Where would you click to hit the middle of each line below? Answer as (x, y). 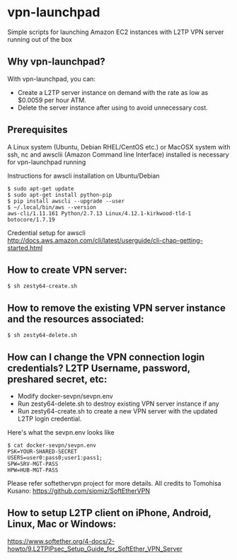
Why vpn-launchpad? (56, 62)
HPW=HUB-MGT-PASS (33, 470)
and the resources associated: (76, 319)
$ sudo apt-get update (41, 188)
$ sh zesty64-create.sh (42, 286)
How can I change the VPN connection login (106, 357)
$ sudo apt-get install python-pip (60, 195)
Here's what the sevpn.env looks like (61, 432)
